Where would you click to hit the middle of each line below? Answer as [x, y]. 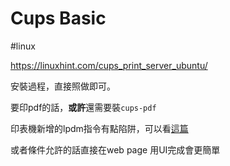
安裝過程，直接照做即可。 [63, 86]
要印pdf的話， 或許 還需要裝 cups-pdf [83, 107]
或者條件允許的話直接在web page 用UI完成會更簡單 [115, 149]
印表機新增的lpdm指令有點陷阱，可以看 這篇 [99, 128]
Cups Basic [58, 18]
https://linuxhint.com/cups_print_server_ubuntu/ [109, 65]
